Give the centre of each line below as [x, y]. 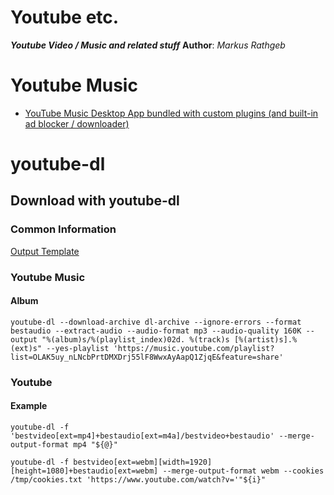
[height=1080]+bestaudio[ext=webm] [84, 471]
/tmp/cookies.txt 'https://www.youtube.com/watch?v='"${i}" [138, 480]
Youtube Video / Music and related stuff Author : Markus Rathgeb [148, 45]
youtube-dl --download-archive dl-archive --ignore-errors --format [156, 322]
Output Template [45, 251]
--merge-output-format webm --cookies [243, 471]
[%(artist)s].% [265, 339]
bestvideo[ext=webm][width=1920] [143, 462]
